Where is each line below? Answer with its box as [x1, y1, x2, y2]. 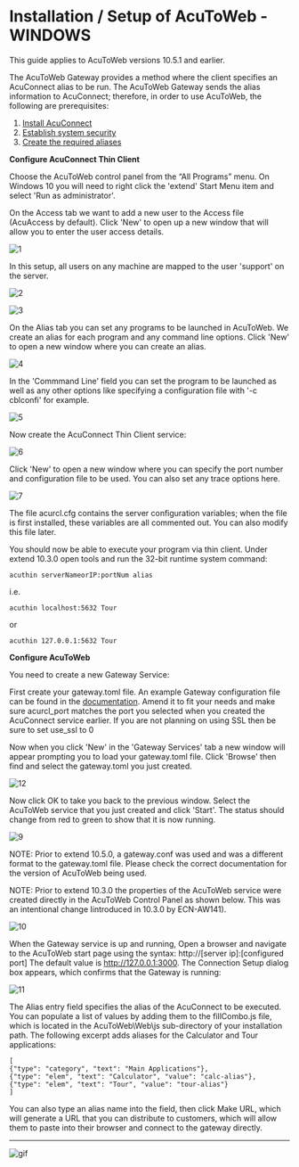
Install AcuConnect [21, 118, 93, 128]
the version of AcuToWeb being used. [9, 867, 147, 878]
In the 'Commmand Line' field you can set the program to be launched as [9, 375, 278, 386]
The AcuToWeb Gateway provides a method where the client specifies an [9, 71, 279, 82]
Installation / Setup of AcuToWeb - [9, 6, 269, 27]
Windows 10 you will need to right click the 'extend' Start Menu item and [9, 180, 274, 191]
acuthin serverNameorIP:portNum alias [9, 571, 153, 579]
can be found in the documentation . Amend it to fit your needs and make [9, 695, 276, 706]
